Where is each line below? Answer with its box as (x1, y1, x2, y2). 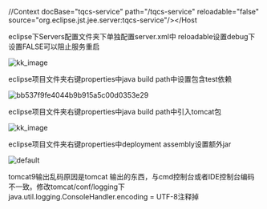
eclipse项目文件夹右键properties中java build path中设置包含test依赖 (8, 74, 233, 83)
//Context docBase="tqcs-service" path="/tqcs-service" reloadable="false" (8, 7, 259, 16)
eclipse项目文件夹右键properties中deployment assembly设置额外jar (8, 139, 232, 149)
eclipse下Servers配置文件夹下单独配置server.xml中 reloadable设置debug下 (8, 32, 256, 41)
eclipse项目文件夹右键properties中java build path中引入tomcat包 (8, 107, 222, 116)
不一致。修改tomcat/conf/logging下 (8, 182, 126, 191)
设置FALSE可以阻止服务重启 (8, 42, 100, 51)
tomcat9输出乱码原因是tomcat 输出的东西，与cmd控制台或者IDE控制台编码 (8, 172, 255, 181)
